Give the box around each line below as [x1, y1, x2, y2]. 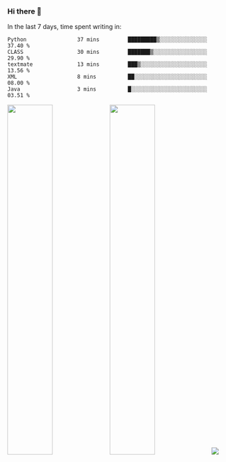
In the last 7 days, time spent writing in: [7, 23, 122, 31]
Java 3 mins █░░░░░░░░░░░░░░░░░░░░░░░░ [7, 86, 208, 93]
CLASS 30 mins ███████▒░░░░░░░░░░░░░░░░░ [7, 49, 208, 56]
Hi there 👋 [7, 6, 43, 16]
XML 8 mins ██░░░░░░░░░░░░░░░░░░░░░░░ [7, 74, 208, 81]
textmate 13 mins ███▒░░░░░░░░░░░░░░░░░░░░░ [7, 61, 208, 68]
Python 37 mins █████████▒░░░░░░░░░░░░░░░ [7, 36, 208, 43]
